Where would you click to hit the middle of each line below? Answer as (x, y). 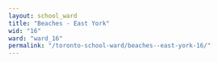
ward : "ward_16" (36, 38)
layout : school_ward (43, 16)
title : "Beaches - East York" (59, 23)
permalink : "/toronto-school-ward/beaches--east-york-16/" (110, 46)
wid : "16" (25, 31)
